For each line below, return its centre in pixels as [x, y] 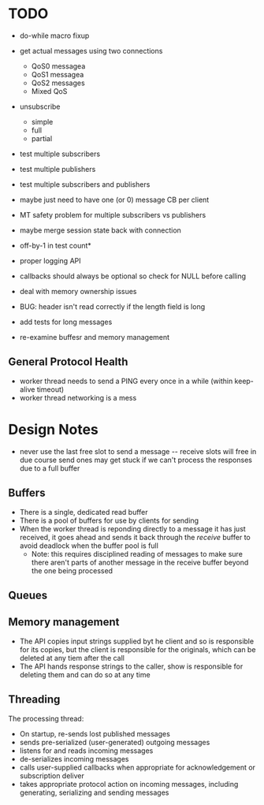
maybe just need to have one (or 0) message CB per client [114, 199]
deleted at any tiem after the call [72, 658]
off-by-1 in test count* [56, 245]
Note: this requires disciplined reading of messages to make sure [137, 553]
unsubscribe [40, 106]
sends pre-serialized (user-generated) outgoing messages [115, 742]
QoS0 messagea [58, 66]
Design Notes [53, 429]
